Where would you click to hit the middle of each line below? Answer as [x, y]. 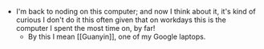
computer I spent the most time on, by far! [85, 28]
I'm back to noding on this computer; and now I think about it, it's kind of [136, 11]
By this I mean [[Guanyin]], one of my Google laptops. [117, 36]
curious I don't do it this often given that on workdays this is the [121, 20]
